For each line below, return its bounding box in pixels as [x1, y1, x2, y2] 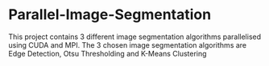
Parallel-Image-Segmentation [8, 6, 212, 24]
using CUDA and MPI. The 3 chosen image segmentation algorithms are [8, 40, 247, 49]
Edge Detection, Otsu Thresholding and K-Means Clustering [8, 49, 207, 58]
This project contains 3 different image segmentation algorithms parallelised [8, 32, 262, 41]
